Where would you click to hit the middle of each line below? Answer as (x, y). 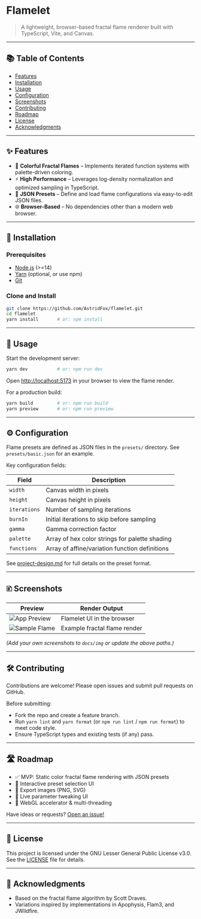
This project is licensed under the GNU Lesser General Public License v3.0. (99, 853)
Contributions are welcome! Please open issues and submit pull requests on (100, 686)
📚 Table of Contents (45, 58)
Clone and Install (31, 296)
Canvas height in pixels (78, 500)
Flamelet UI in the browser (98, 618)
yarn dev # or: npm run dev (54, 369)
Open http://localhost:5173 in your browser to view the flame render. (90, 380)
